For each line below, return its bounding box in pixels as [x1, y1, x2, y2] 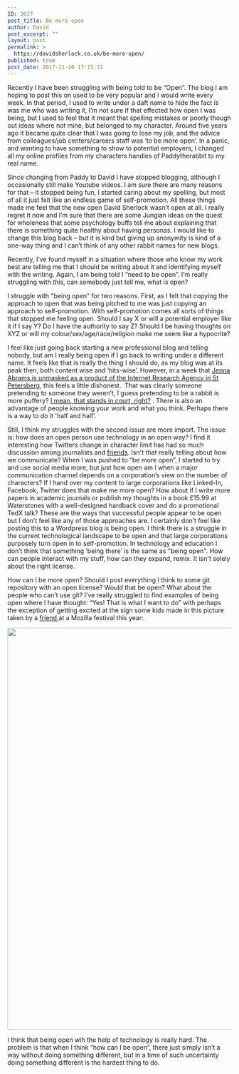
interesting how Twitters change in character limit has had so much [7, 440, 204, 449]
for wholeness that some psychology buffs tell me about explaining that [7, 218, 217, 227]
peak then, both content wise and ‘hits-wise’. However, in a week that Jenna [7, 365, 230, 375]
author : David [7, 24, 50, 31]
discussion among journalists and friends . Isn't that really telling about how [7, 447, 227, 457]
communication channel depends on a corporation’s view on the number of [7, 470, 228, 479]
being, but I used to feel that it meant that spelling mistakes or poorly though [7, 113, 231, 122]
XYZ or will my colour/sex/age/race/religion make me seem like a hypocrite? [7, 329, 230, 338]
